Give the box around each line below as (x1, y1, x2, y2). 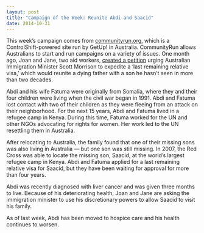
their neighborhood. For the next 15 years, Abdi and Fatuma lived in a (6, 108, 180, 115)
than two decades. (6, 76, 54, 83)
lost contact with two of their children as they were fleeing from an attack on (6, 101, 198, 108)
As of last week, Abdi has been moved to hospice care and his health (6, 215, 180, 222)
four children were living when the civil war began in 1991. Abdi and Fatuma (6, 94, 195, 102)
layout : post (6, 9, 40, 15)
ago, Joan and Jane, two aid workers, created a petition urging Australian (6, 56, 191, 64)
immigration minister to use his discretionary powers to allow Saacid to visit (6, 196, 195, 204)
